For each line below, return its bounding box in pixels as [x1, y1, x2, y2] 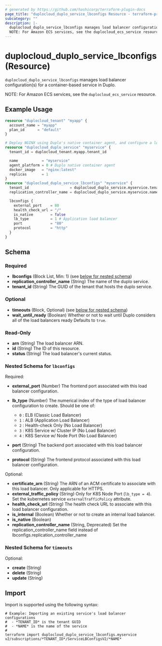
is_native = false [13, 212, 66, 217]
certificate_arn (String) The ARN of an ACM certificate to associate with [12, 481, 156, 487]
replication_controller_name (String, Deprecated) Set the [12, 522, 127, 528]
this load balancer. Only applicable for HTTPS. [12, 486, 104, 492]
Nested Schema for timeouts [5, 544, 73, 551]
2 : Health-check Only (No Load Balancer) [19, 423, 103, 428]
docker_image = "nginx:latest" [9, 167, 77, 172]
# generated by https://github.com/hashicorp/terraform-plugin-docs [5, 7, 146, 12]
